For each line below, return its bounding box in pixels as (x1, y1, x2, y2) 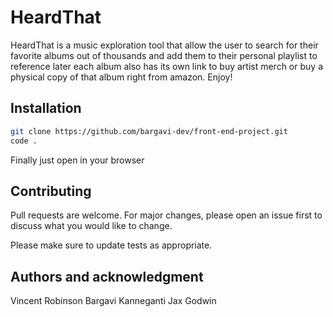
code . (10, 136, 38, 146)
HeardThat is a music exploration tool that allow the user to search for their (10, 39, 319, 51)
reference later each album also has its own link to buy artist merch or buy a (10, 60, 323, 72)
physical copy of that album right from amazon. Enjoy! (10, 71, 233, 83)
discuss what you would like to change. (10, 220, 173, 232)
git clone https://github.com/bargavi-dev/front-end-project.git (10, 126, 288, 136)
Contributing (10, 182, 92, 200)
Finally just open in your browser (10, 154, 145, 166)
